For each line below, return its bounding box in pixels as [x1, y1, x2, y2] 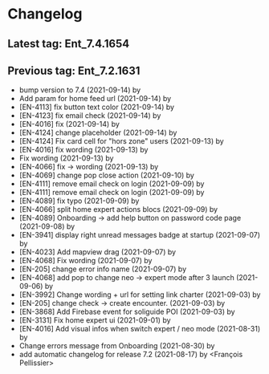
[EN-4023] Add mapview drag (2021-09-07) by [18, 247, 177, 257]
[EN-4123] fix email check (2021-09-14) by [18, 111, 161, 120]
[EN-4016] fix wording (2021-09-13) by [18, 145, 149, 155]
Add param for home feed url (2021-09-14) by [18, 94, 172, 104]
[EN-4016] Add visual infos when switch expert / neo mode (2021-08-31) [18, 324, 261, 334]
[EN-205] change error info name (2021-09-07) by [18, 264, 186, 274]
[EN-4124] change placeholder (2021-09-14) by [18, 128, 177, 137]
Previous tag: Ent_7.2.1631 [7, 63, 141, 77]
